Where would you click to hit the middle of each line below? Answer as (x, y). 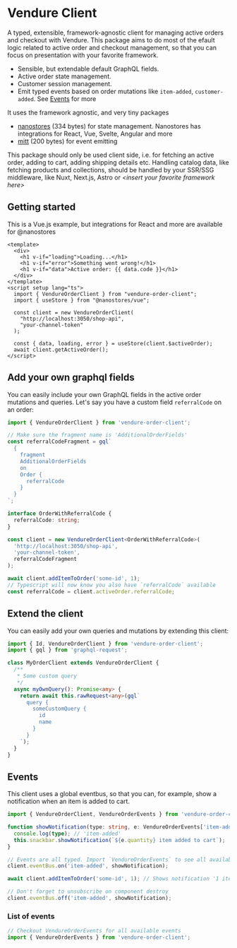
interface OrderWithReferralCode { (60, 514)
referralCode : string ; (47, 520)
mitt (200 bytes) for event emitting (67, 141)
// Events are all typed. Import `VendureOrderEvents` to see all (107, 860)
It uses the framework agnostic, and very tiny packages (88, 112)
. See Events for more (65, 99)
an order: (20, 409)
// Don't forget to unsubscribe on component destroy (88, 891)
